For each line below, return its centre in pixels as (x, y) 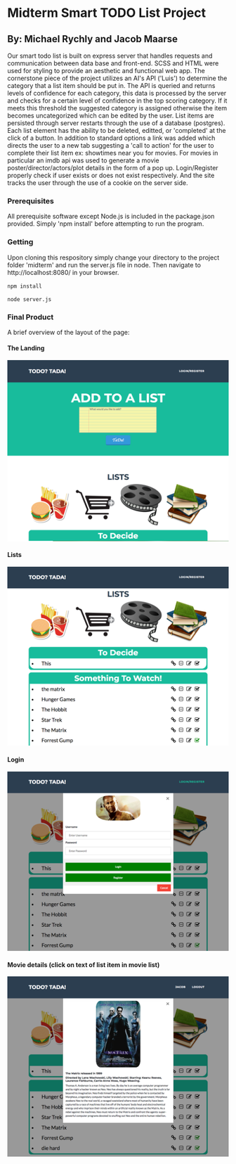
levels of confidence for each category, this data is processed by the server (117, 93)
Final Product (31, 316)
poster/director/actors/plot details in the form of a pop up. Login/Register (113, 168)
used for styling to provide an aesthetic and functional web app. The (106, 71)
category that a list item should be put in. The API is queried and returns (111, 85)
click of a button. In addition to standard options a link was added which (111, 138)
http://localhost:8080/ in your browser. (63, 272)
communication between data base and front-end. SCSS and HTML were (113, 63)
